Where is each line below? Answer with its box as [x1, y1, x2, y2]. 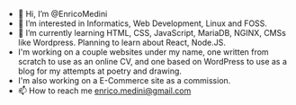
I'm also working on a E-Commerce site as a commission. [17, 75, 231, 85]
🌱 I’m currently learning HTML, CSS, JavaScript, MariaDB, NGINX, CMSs [17, 28, 286, 38]
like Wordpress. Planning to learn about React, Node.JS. [17, 37, 227, 48]
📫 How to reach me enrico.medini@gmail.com [17, 85, 192, 96]
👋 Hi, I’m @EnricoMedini [17, 9, 108, 19]
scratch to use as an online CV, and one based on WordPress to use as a [17, 57, 288, 66]
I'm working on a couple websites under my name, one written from [17, 47, 269, 57]
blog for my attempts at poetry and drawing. [17, 66, 183, 76]
